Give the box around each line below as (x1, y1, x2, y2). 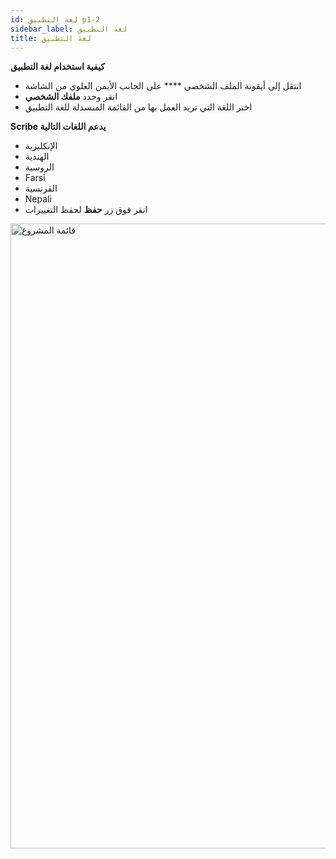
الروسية (24, 161, 55, 173)
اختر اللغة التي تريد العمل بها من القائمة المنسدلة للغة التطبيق (24, 101, 253, 113)
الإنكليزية (24, 140, 58, 152)
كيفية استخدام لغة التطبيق (10, 61, 105, 73)
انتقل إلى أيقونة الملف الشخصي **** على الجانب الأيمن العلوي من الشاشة (24, 80, 302, 92)
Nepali (24, 193, 52, 205)
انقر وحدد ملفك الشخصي (24, 91, 118, 103)
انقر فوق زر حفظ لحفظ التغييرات (24, 204, 148, 216)
